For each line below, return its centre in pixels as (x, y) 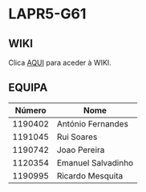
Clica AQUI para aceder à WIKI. (60, 62)
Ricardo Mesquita (90, 175)
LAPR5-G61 (47, 14)
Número (30, 110)
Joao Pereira (81, 150)
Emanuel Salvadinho (95, 162)
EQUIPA (28, 88)
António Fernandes (92, 123)
